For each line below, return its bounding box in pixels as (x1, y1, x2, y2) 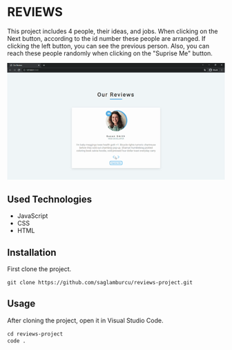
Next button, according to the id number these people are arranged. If (7, 34, 206, 42)
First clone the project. (7, 265, 72, 273)
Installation (7, 246, 57, 258)
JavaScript (17, 212, 48, 220)
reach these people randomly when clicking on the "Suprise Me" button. (7, 49, 213, 57)
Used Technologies (7, 193, 92, 205)
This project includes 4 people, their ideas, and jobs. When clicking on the (7, 27, 218, 35)
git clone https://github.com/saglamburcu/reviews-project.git (7, 279, 193, 286)
